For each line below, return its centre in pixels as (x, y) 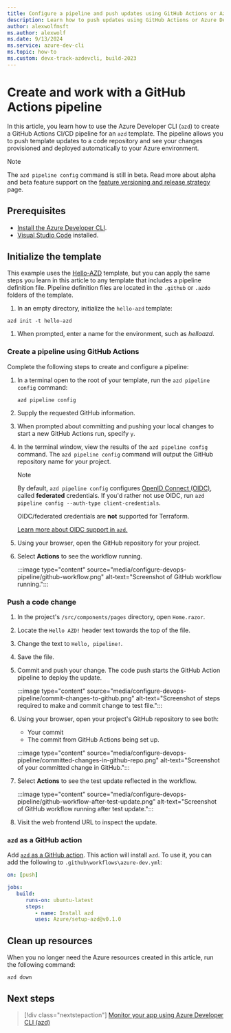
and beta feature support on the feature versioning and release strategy (109, 182)
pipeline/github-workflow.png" (60, 576)
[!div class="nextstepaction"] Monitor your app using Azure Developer (124, 1015)
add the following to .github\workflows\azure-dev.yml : (85, 862)
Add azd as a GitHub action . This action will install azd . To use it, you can (109, 855)
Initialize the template (54, 257)
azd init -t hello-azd (40, 321)
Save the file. (36, 657)
